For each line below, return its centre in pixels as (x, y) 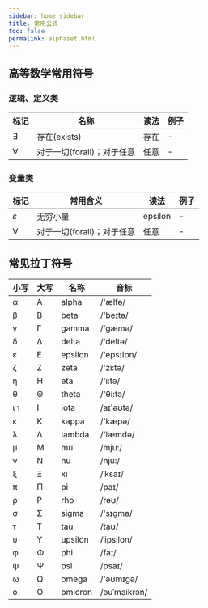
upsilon (75, 540)
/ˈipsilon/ (116, 540)
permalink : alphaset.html (52, 38)
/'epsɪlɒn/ (119, 355)
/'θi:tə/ (112, 395)
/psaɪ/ (111, 566)
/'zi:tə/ (112, 368)
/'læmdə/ (117, 435)
